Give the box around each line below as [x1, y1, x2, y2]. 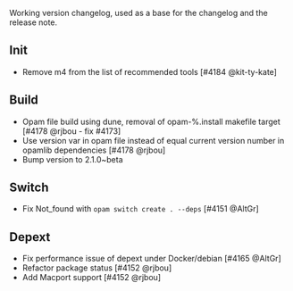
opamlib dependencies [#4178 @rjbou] [21, 145, 166, 155]
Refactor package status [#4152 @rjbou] [21, 262, 172, 273]
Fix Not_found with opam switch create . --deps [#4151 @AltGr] [21, 204, 259, 214]
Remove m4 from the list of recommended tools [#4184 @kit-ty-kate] [21, 66, 277, 77]
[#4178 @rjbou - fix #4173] [21, 125, 121, 137]
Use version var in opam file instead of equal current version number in [21, 135, 285, 145]
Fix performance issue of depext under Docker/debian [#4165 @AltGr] [21, 254, 281, 264]
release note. [9, 17, 58, 28]
